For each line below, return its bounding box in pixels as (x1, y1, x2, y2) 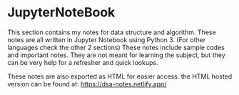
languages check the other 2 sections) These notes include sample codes (7, 43, 225, 51)
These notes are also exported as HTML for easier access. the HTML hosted (7, 72, 233, 81)
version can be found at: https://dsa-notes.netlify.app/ (7, 79, 167, 88)
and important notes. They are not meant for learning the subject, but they (7, 51, 226, 59)
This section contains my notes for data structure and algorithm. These (7, 28, 216, 36)
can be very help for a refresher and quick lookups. (7, 58, 158, 66)
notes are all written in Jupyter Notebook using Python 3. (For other (7, 35, 206, 44)
